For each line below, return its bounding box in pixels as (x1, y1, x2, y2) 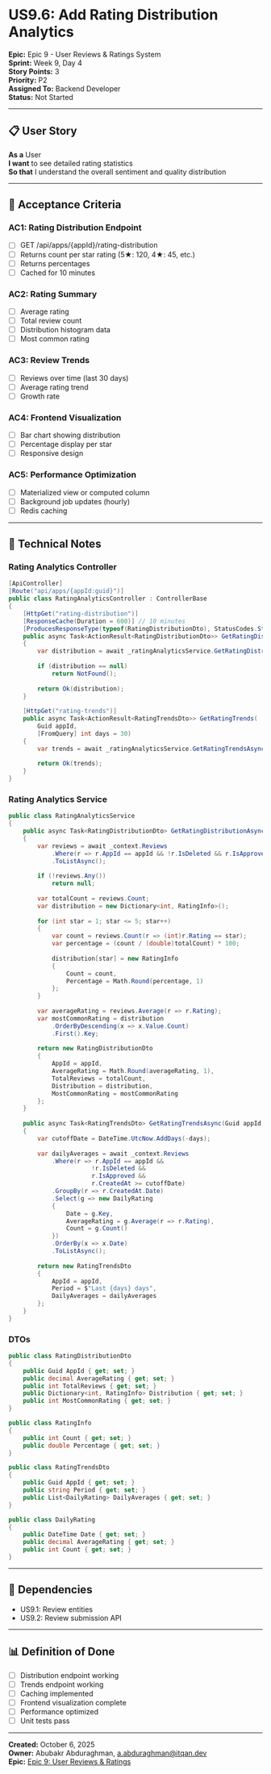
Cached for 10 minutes (19, 268, 95, 278)
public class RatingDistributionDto (8, 1352, 131, 1360)
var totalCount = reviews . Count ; (37, 894, 150, 903)
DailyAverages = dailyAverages (51, 1292, 157, 1300)
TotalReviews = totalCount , (51, 1075, 147, 1083)
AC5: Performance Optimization (8, 470, 137, 481)
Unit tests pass (19, 1716, 70, 1726)
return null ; (51, 879, 95, 888)
